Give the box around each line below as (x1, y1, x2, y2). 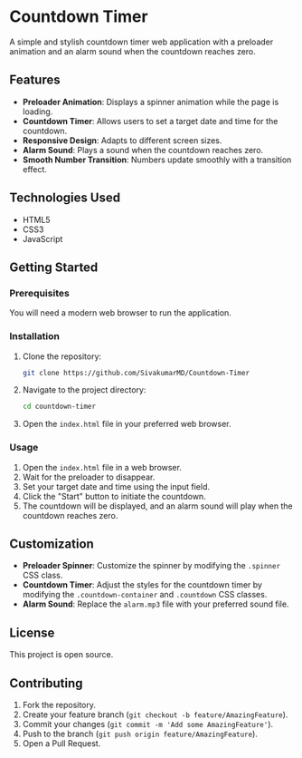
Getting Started (9, 259, 99, 275)
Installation (9, 330, 61, 343)
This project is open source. (9, 649, 114, 660)
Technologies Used (9, 190, 120, 206)
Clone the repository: (22, 351, 102, 362)
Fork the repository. (22, 700, 97, 711)
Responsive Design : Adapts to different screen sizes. (22, 134, 222, 146)
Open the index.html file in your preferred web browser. (22, 419, 232, 430)
